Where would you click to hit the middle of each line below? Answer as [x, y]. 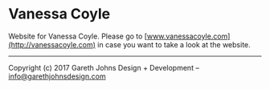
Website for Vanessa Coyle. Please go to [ [78, 36]
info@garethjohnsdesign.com [57, 76]
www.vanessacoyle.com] [188, 36]
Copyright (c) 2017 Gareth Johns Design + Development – [104, 67]
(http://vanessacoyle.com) [52, 44]
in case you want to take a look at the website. [174, 44]
